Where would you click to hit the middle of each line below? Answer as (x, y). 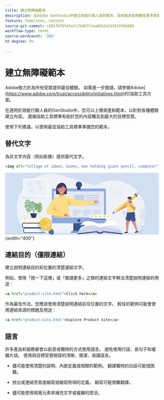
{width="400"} (20, 238)
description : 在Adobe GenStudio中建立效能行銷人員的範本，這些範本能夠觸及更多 (79, 15)
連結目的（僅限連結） (37, 255)
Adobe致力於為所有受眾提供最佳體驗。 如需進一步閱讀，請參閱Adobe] (75, 87)
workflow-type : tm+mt (27, 31)
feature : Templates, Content (35, 21)
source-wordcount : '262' (30, 36)
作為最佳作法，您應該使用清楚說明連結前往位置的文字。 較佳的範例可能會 (78, 304)
